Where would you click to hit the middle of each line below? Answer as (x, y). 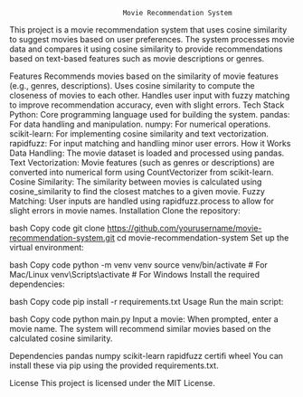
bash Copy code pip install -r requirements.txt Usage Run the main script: (147, 302)
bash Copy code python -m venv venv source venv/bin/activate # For (139, 265)
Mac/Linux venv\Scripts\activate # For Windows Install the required (135, 274)
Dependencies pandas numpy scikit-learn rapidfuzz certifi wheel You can (146, 356)
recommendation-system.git (62, 238)
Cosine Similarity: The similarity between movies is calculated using (136, 182)
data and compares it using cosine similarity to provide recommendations (146, 49)
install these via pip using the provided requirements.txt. (114, 365)
